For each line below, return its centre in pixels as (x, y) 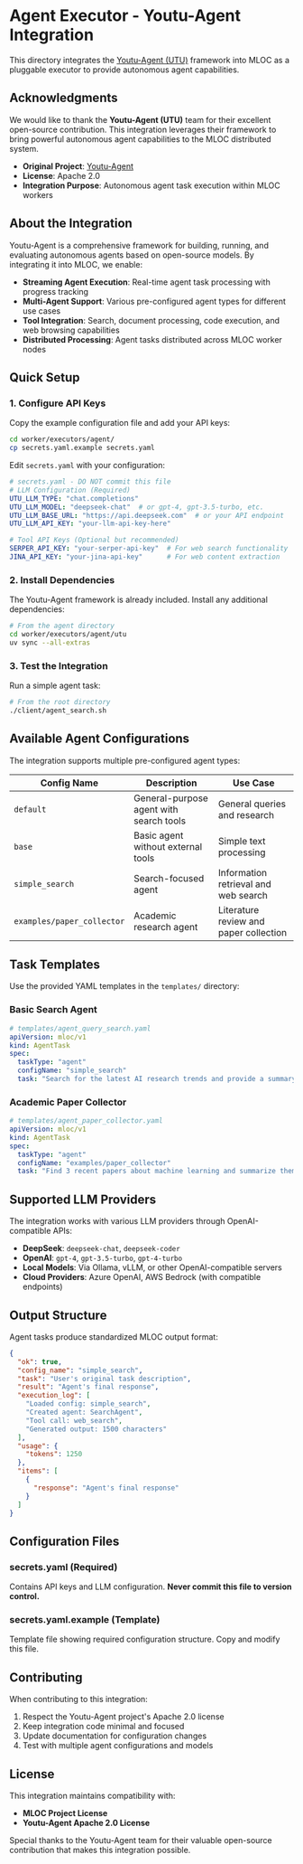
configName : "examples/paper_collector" (94, 1163)
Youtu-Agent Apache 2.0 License (86, 1823)
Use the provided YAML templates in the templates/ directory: (124, 986)
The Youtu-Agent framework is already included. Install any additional (139, 600)
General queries (252, 804)
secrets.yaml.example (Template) (85, 1620)
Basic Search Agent (53, 1010)
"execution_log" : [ (54, 1396)
